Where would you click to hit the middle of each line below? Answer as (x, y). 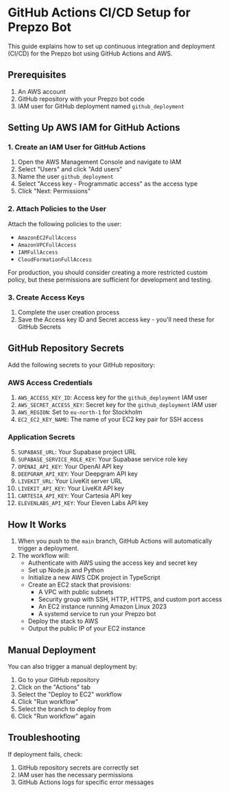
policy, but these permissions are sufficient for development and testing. (110, 280)
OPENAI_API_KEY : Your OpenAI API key (70, 467)
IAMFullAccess (38, 252)
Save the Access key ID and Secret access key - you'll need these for (116, 319)
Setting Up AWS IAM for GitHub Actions (94, 128)
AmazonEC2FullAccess (47, 238)
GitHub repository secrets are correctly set (78, 767)
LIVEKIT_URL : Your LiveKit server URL (70, 481)
